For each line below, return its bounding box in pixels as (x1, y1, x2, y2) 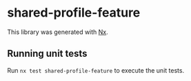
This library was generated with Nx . (7, 28, 108, 36)
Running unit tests (7, 48, 88, 60)
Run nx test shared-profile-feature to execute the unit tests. (7, 66, 185, 74)
